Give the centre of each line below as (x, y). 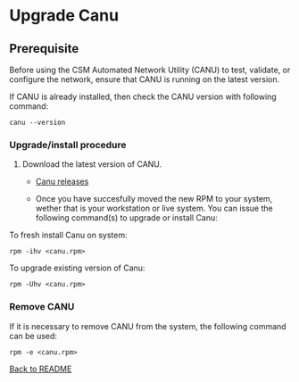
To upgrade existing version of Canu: (77, 268)
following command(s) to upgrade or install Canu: (127, 218)
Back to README (41, 369)
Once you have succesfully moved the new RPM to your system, (154, 199)
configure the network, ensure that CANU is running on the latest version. (144, 79)
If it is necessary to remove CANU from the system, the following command (148, 326)
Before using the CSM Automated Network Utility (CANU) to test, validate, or (150, 70)
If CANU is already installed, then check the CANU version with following (143, 96)
